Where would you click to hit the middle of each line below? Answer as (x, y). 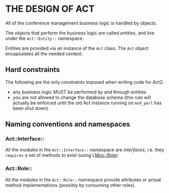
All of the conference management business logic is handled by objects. (81, 23)
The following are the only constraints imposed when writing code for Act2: (85, 82)
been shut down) (30, 108)
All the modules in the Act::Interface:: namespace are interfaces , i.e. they (85, 150)
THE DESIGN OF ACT (50, 9)
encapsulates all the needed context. (44, 54)
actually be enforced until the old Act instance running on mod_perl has (87, 103)
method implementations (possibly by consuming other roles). (71, 185)
